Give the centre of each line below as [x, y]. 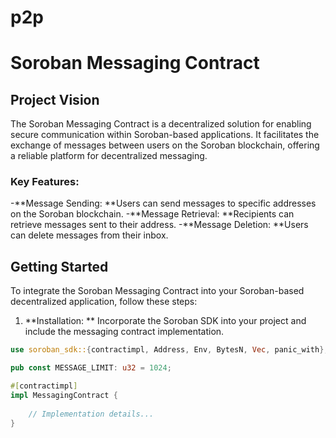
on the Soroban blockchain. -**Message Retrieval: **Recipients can [152, 214]
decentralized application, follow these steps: [104, 302]
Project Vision [55, 99]
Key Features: [45, 182]
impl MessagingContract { [64, 395]
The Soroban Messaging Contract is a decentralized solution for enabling [161, 124]
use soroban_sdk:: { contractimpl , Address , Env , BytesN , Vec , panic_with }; [169, 350]
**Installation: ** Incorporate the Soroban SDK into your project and [165, 321]
